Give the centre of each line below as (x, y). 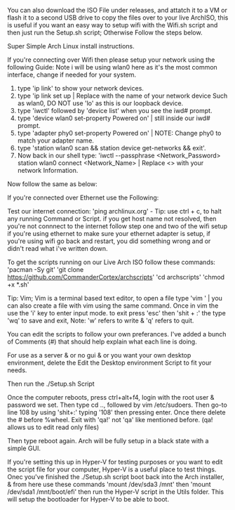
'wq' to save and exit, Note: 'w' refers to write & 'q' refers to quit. (101, 320)
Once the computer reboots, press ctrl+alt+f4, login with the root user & (111, 397)
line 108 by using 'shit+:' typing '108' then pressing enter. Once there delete (116, 412)
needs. (17, 370)
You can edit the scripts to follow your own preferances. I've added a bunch (117, 334)
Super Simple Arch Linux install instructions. (71, 46)
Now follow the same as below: (53, 184)
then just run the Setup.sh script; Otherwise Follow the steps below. (105, 32)
